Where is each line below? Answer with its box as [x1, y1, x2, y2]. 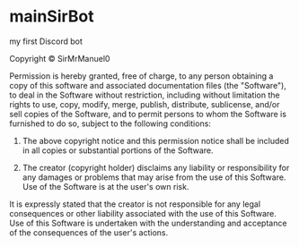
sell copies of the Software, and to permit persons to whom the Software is [9, 108, 287, 119]
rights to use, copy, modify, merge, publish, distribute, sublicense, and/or [9, 98, 280, 109]
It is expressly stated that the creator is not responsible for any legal [9, 199, 261, 209]
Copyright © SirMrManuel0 [9, 53, 110, 64]
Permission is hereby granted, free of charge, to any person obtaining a [9, 70, 274, 81]
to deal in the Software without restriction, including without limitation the [9, 89, 280, 100]
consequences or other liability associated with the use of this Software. [9, 208, 277, 218]
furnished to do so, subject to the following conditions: [9, 118, 211, 129]
